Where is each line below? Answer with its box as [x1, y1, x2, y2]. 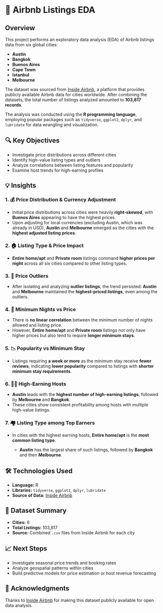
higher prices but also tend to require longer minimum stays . [12, 333, 135, 339]
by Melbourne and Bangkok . [12, 397, 71, 402]
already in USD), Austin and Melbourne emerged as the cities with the [12, 225, 154, 231]
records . [5, 102, 23, 108]
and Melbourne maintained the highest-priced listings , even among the [12, 289, 158, 295]
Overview [5, 24, 36, 32]
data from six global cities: [5, 42, 58, 48]
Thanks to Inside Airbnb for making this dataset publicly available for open [5, 597, 154, 603]
